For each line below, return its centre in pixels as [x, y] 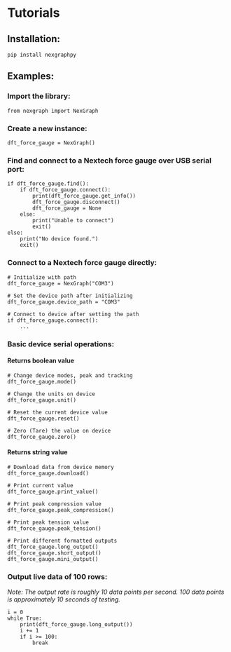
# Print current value [40, 485]
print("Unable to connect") [73, 221]
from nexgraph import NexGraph [53, 111]
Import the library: [39, 96]
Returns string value [37, 452]
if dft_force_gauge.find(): [48, 184]
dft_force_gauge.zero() [42, 437]
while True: [24, 618]
